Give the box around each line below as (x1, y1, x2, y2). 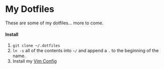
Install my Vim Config (12, 58, 57, 64)
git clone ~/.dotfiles (12, 43, 60, 48)
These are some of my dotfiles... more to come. (5, 20, 104, 26)
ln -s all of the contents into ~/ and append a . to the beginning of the (12, 48, 159, 54)
